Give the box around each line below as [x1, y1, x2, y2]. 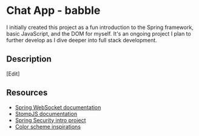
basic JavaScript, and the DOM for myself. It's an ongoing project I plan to [6, 30, 191, 37]
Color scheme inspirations [15, 123, 81, 130]
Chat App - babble [6, 4, 101, 18]
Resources [6, 88, 48, 98]
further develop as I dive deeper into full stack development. [6, 36, 158, 44]
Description [6, 54, 52, 64]
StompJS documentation [15, 110, 78, 117]
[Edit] [6, 70, 20, 77]
